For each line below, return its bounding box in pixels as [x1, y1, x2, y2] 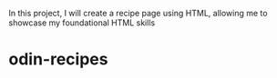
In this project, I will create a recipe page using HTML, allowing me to [8, 8, 268, 18]
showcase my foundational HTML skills [8, 17, 156, 28]
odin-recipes [8, 49, 108, 70]
